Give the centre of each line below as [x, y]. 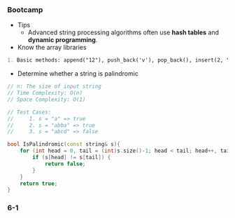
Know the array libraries [52, 48]
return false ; [65, 164]
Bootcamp [25, 10]
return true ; [39, 184]
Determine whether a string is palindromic [78, 74]
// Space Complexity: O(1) [47, 100]
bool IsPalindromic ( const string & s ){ [64, 144]
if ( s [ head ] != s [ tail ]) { [72, 158]
